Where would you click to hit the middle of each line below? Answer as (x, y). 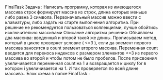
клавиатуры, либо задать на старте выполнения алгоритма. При (72, 22)
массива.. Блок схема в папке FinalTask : (48, 73)
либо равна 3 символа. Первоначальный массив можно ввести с (73, 17)
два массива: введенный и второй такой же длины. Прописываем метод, (81, 38)
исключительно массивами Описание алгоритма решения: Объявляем (79, 33)
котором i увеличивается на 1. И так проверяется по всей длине (72, 68)
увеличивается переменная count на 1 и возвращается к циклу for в (76, 63)
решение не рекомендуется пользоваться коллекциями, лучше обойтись (81, 27)
